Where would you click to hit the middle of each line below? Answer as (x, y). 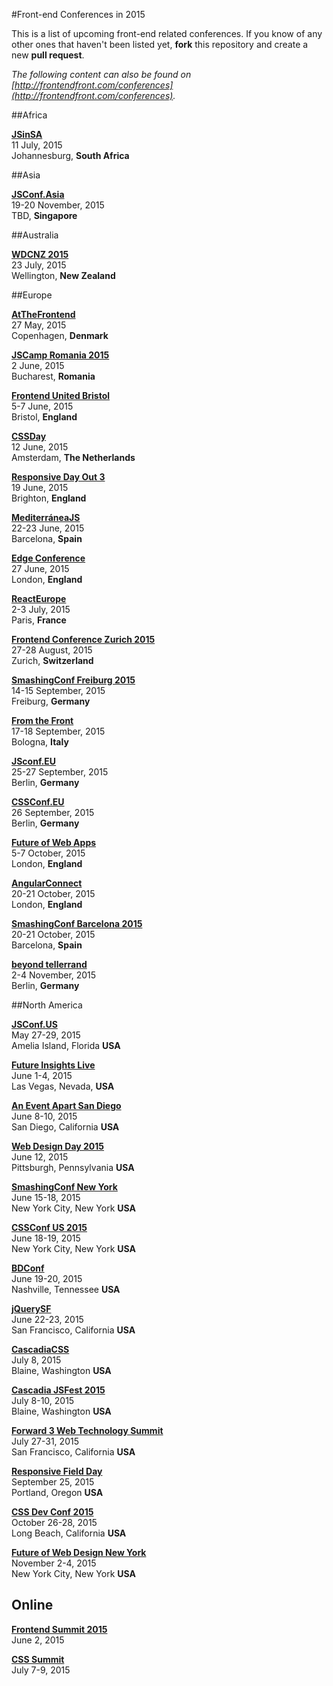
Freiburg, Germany (51, 701)
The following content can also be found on (101, 74)
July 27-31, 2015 (45, 1441)
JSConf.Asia (38, 194)
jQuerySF (31, 1308)
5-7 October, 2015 (48, 853)
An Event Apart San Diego (66, 1105)
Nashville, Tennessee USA (66, 1289)
